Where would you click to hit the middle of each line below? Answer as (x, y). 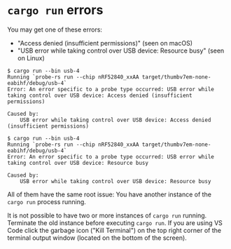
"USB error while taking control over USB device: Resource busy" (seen (121, 51)
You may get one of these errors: (55, 29)
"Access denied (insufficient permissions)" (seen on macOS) (105, 43)
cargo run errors (55, 10)
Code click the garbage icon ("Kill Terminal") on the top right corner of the (114, 230)
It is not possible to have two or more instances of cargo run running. (107, 215)
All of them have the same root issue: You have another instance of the (110, 194)
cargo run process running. (47, 201)
